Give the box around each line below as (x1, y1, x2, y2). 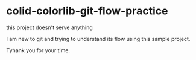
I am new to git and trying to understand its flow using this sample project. (6, 35, 191, 42)
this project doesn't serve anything (6, 24, 93, 31)
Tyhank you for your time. (6, 46, 71, 54)
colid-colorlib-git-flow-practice (6, 4, 168, 18)
